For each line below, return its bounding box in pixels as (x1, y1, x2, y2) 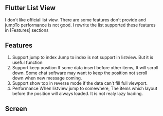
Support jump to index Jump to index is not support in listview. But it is (12, 54, 153, 60)
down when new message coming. (12, 75, 82, 81)
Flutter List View (5, 4, 56, 12)
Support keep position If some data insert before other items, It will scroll (12, 64, 159, 70)
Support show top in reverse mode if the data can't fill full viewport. (12, 80, 148, 86)
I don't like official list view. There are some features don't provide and (5, 17, 146, 22)
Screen (5, 105, 28, 113)
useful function (12, 59, 43, 65)
